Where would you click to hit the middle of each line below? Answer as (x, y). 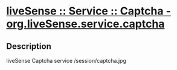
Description (29, 46)
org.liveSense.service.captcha (85, 24)
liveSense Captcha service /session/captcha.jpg (66, 61)
